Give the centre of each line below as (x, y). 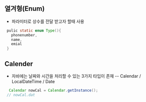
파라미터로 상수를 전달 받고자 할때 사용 (48, 21)
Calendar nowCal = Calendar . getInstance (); (53, 90)
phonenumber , (24, 35)
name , (16, 40)
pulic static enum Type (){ (34, 31)
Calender (19, 64)
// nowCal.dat (21, 95)
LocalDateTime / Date (33, 81)
